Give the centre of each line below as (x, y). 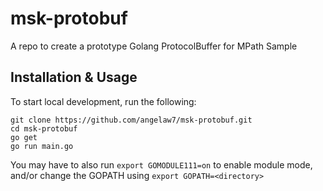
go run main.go (42, 146)
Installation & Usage (74, 77)
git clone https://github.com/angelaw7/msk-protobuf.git (131, 120)
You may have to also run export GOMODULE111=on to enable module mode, (161, 164)
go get (24, 137)
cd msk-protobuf (44, 128)
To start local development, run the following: (103, 101)
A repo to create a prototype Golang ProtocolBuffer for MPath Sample (154, 46)
